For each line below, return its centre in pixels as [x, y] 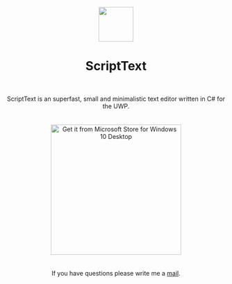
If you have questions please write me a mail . [116, 273]
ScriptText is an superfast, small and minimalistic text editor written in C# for [116, 99]
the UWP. [116, 106]
